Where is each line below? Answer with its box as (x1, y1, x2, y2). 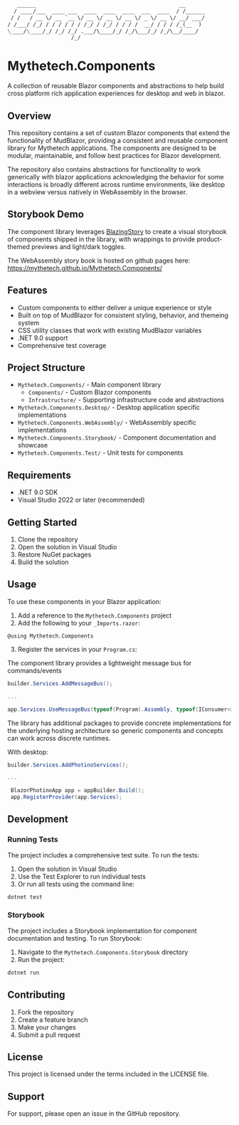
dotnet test (7, 893, 43, 901)
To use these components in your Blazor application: (7, 597, 161, 606)
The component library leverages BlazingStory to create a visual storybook (7, 227, 227, 236)
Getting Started (7, 516, 78, 528)
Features (7, 285, 48, 297)
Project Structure (7, 361, 85, 374)
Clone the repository (17, 535, 78, 544)
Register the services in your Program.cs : (17, 645, 137, 653)
